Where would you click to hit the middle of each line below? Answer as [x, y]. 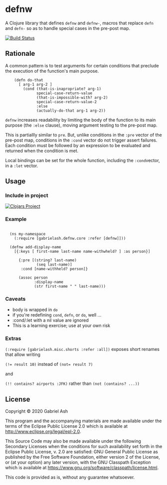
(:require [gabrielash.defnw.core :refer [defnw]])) [70, 238]
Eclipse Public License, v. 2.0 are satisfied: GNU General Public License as [82, 452]
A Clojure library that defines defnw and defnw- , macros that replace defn [79, 23]
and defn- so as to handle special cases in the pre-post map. [68, 28]
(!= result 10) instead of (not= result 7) [49, 364]
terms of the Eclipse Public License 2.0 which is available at [67, 426]
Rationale [20, 54]
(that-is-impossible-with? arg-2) [72, 97]
